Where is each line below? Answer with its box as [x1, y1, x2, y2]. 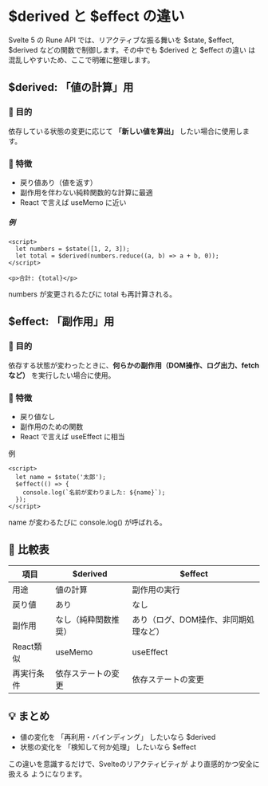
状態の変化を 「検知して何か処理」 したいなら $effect [19, 742, 197, 752]
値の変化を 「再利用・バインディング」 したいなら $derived [19, 732, 216, 741]
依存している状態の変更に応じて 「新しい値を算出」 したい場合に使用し [8, 126, 243, 136]
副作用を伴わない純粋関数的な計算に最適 [19, 187, 153, 197]
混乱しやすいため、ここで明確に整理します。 [8, 55, 155, 65]
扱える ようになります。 [8, 768, 87, 778]
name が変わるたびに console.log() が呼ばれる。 [8, 517, 167, 527]
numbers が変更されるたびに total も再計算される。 [8, 289, 177, 299]
